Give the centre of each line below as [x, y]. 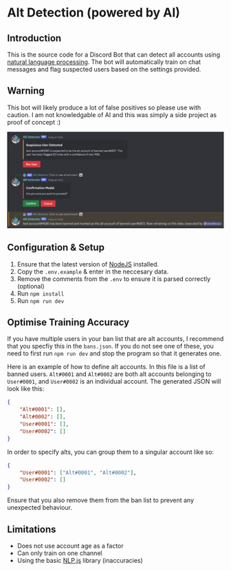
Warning [26, 91]
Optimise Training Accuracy [68, 322]
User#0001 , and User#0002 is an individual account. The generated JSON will [114, 382]
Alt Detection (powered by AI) [94, 13]
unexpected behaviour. [40, 508]
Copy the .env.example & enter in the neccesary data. [93, 271]
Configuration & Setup [56, 248]
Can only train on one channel [59, 553]
